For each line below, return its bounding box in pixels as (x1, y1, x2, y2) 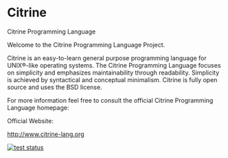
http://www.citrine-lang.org (7, 130, 84, 138)
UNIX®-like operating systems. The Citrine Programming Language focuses (7, 61, 221, 69)
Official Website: (7, 116, 54, 124)
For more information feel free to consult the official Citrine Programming (7, 96, 214, 104)
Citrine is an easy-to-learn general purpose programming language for (7, 53, 207, 62)
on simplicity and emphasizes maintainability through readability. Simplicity (7, 68, 220, 77)
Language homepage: (7, 103, 69, 111)
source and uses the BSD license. (7, 83, 102, 91)
